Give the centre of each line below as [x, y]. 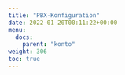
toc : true [24, 59]
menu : [17, 30]
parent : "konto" [49, 45]
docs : [24, 37]
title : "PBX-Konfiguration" [54, 15]
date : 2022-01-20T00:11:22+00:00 [63, 23]
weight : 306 [28, 52]
